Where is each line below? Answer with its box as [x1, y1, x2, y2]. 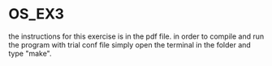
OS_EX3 [8, 5, 65, 23]
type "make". [8, 48, 52, 58]
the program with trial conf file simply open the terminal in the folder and [8, 39, 252, 49]
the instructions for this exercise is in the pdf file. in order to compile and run [8, 31, 265, 41]
